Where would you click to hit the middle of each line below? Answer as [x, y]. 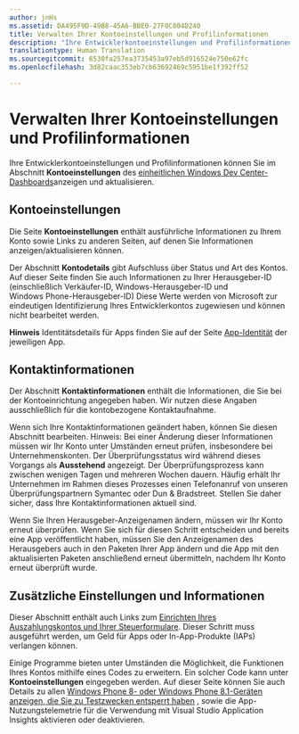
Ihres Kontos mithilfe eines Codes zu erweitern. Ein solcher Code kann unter [149, 672]
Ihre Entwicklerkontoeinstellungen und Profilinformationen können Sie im [142, 162]
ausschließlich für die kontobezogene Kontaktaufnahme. [113, 410]
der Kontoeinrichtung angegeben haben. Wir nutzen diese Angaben [133, 400]
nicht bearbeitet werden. [54, 315]
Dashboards [32, 181]
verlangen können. [44, 646]
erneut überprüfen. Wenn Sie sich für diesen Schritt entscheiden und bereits [149, 530]
